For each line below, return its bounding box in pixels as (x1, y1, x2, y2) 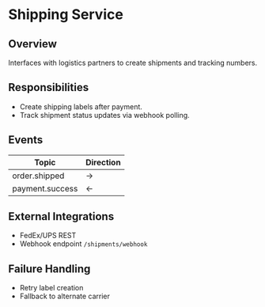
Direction (85, 157, 121, 168)
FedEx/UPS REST (19, 231, 77, 241)
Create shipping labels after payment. (19, 101, 142, 112)
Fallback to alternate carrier (19, 291, 111, 301)
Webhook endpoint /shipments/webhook (19, 239, 148, 248)
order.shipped (12, 170, 65, 181)
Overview (8, 37, 58, 51)
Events (8, 133, 44, 147)
